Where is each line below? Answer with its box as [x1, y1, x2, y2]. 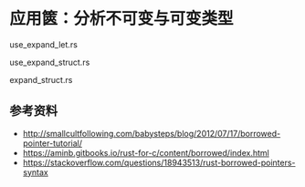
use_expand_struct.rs [9, 57, 90, 68]
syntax [22, 166, 48, 178]
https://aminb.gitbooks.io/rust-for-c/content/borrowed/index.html [22, 147, 269, 158]
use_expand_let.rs [9, 38, 78, 50]
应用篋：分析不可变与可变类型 [9, 8, 235, 29]
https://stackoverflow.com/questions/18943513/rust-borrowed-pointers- [22, 157, 296, 168]
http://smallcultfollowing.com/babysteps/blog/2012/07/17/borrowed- [22, 128, 281, 139]
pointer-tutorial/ [22, 138, 82, 149]
